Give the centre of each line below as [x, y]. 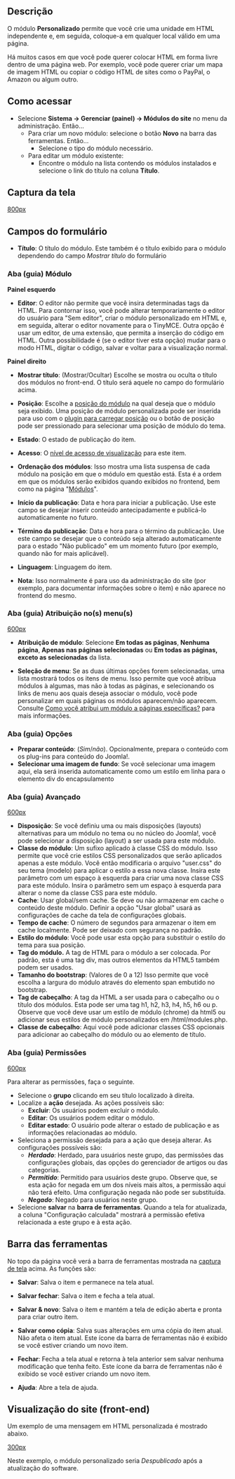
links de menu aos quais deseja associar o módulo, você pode [107, 693]
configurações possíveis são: [60, 1147]
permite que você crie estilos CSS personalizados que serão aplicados [120, 856]
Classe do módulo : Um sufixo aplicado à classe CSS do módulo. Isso [117, 848]
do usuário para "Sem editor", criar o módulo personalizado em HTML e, [122, 318]
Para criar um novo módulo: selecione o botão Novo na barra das [122, 133]
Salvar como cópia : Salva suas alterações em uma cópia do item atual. [120, 1330]
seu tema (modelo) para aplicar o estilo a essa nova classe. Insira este [119, 871]
